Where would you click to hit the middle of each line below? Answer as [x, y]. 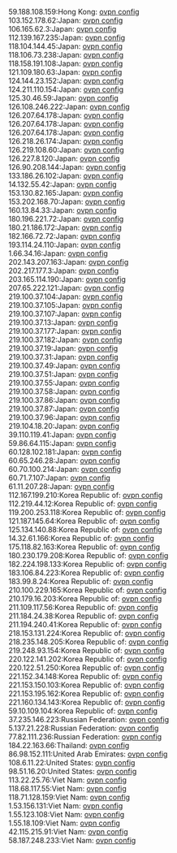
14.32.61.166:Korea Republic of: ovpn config [81, 538]
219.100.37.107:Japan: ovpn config [65, 314]
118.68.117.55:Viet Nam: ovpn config [68, 788]
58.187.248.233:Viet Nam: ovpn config [72, 840]
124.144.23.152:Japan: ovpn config [66, 81]
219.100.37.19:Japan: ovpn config [63, 348]
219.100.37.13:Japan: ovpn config [63, 323]
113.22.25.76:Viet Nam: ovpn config [68, 780]
